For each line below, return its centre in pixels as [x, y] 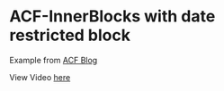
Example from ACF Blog [54, 60]
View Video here [40, 77]
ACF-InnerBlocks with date [112, 17]
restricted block [70, 35]
